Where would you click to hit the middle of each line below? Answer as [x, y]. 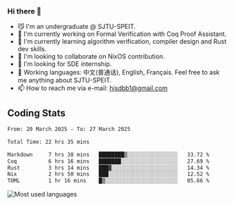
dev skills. [32, 49]
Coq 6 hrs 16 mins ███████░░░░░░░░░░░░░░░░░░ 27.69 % [109, 161]
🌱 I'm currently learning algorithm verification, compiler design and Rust [122, 42]
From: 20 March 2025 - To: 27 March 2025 [69, 130]
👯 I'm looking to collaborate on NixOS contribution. [91, 56]
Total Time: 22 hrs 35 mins [49, 142]
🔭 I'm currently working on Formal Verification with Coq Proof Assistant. [122, 34]
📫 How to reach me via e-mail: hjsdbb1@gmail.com [92, 88]
